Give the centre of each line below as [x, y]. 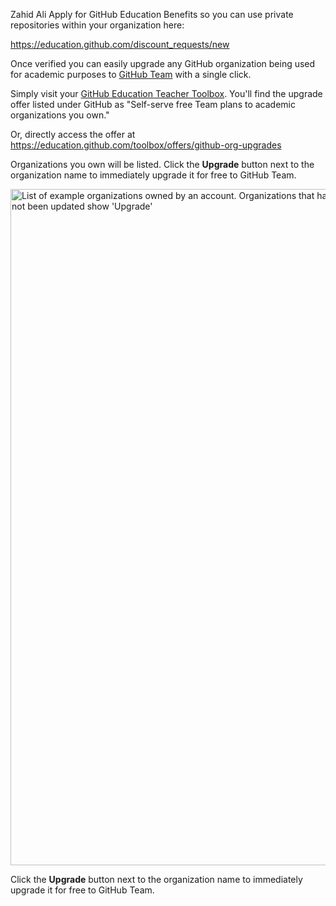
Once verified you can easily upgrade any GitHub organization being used [163, 63]
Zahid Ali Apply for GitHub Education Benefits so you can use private [152, 14]
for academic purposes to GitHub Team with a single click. [131, 74]
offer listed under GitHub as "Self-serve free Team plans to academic [153, 104]
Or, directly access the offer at [73, 134]
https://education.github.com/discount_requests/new [120, 44]
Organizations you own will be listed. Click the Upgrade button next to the [162, 164]
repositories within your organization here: [97, 25]
